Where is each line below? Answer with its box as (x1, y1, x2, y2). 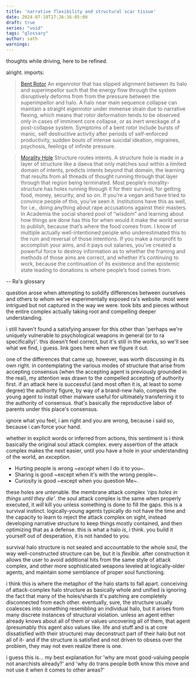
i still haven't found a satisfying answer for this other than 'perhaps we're (6, 325, 183, 333)
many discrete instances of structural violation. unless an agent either (6, 611, 175, 618)
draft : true (6, 19, 35, 25)
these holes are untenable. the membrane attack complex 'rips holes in (6, 488, 178, 495)
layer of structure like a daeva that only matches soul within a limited (20, 160, 187, 167)
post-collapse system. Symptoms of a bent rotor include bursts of (20, 124, 180, 131)
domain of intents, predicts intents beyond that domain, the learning (20, 166, 185, 173)
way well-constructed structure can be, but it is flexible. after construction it (6, 550, 190, 557)
